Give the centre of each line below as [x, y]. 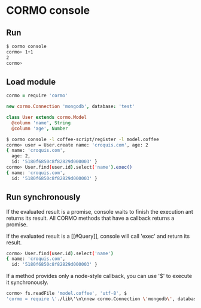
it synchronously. [28, 282]
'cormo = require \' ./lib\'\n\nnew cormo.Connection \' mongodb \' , [91, 299]
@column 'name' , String [41, 123]
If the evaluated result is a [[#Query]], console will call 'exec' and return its [98, 236]
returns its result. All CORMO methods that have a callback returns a [90, 218]
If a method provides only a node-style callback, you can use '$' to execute [99, 276]
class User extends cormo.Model [46, 118]
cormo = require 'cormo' [37, 96]
